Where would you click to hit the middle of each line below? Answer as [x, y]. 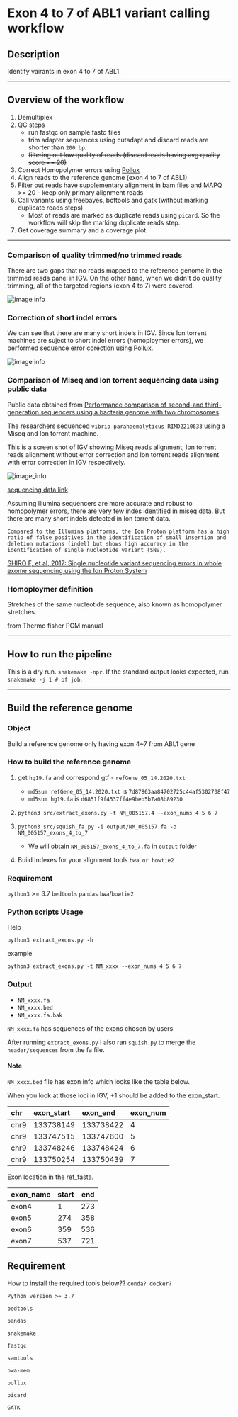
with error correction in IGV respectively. [67, 462]
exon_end [98, 1112]
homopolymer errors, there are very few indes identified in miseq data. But [116, 511]
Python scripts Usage [45, 912]
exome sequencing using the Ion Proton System [77, 570]
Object [19, 728]
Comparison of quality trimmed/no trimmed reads [95, 255]
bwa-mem [19, 1370]
